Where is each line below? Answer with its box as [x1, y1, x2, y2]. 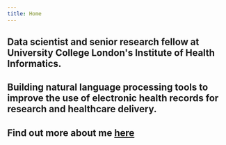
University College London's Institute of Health [7, 47, 216, 59]
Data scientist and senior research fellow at [7, 36, 200, 48]
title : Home [7, 10, 42, 17]
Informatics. [7, 58, 62, 70]
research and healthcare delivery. [7, 103, 157, 115]
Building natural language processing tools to [7, 82, 209, 93]
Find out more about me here [7, 127, 135, 139]
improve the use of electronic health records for [7, 92, 219, 105]
